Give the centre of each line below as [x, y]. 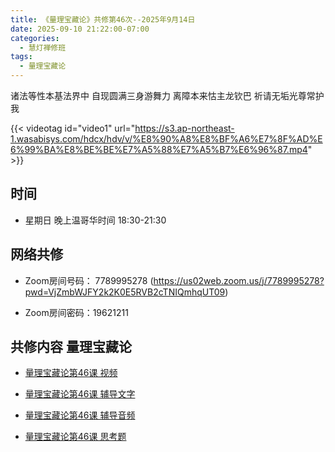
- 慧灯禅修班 [43, 47]
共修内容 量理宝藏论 [71, 347]
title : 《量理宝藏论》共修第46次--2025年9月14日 [103, 19]
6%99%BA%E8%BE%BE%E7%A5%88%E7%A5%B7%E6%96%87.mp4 [159, 149]
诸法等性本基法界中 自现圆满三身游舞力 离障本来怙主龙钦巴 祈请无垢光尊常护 [167, 95]
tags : [21, 57]
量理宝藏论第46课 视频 [71, 373]
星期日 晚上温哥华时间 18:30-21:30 [95, 220]
